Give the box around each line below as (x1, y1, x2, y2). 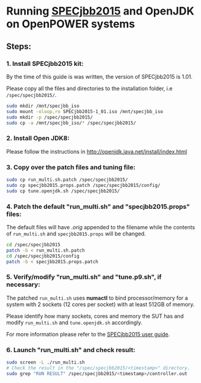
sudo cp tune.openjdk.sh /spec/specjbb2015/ (6, 188, 120, 194)
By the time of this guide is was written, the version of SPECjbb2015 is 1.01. (6, 73, 193, 80)
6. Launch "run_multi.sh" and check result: (6, 345, 136, 354)
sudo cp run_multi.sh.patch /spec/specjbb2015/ (6, 177, 129, 183)
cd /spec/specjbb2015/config (6, 253, 80, 259)
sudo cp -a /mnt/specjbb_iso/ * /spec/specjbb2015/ (6, 120, 136, 126)
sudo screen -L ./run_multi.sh (6, 359, 85, 365)
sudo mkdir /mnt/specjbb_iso (6, 103, 80, 109)
